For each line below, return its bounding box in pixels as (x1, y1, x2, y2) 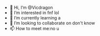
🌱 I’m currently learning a (9, 15, 61, 20)
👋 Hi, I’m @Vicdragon (9, 5, 53, 10)
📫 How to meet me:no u (9, 26, 59, 31)
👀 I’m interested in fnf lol (9, 10, 59, 16)
